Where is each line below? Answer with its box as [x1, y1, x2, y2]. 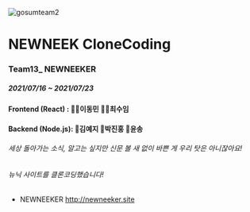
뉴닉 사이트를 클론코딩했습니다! [8, 169, 105, 179]
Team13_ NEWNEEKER [8, 64, 97, 75]
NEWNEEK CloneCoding [8, 36, 171, 53]
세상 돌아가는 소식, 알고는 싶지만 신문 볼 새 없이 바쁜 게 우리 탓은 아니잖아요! [8, 144, 243, 153]
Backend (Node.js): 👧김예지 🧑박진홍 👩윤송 [8, 124, 144, 133]
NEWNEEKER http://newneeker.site [19, 195, 135, 204]
